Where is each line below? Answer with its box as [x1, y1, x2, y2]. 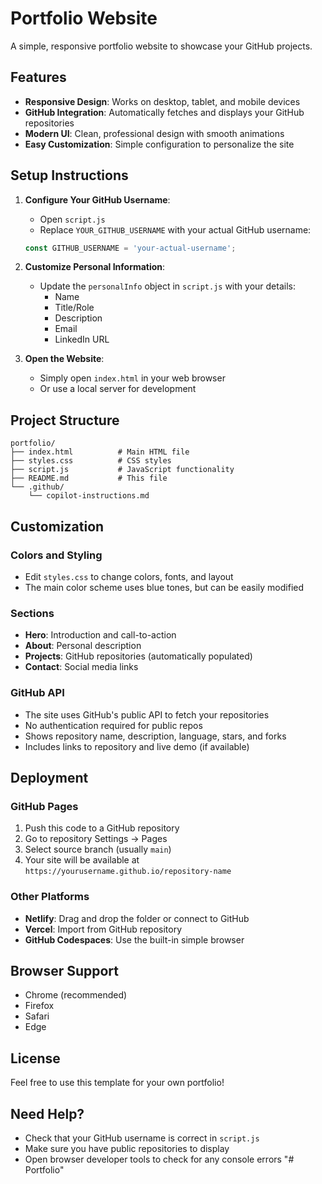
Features [10, 69, 67, 86]
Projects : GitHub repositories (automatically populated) [24, 650, 253, 662]
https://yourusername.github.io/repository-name [24, 867, 232, 877]
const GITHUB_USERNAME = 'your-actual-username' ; [24, 243, 237, 253]
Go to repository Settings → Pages [24, 833, 168, 845]
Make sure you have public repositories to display [24, 1142, 230, 1154]
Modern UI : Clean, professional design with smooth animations [24, 127, 285, 139]
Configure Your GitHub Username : [24, 193, 171, 206]
